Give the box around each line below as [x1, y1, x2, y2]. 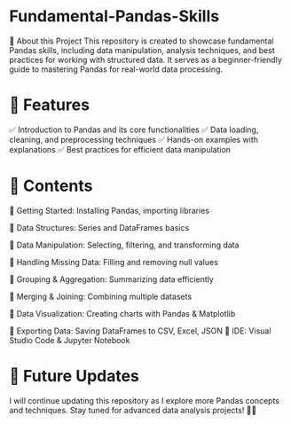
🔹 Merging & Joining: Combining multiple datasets [9, 291, 193, 302]
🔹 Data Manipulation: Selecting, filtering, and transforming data [9, 239, 240, 250]
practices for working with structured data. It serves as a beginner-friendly [9, 54, 282, 65]
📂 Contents [9, 176, 93, 196]
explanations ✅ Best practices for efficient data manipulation [9, 144, 232, 154]
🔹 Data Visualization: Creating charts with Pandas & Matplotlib [9, 308, 236, 318]
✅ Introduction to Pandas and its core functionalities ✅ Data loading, [9, 124, 259, 135]
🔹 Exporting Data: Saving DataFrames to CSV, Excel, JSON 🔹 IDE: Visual [9, 326, 271, 336]
